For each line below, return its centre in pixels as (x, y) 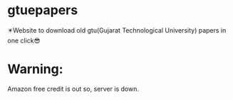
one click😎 (24, 40)
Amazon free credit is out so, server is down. (73, 89)
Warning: (35, 69)
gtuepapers (43, 10)
